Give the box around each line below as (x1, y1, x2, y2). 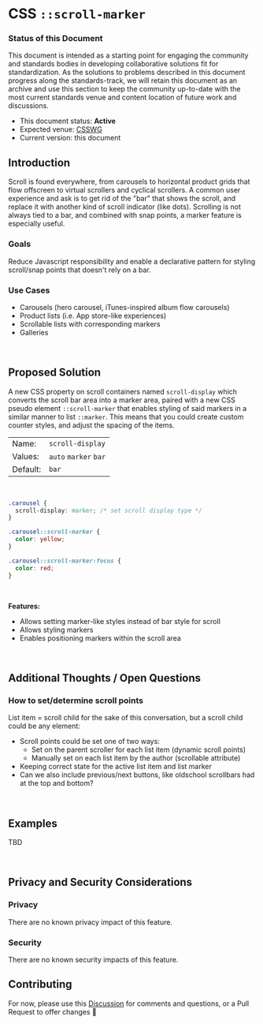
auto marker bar (48, 452, 106, 462)
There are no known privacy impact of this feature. (8, 917, 173, 927)
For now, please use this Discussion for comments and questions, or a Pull (8, 999, 250, 1008)
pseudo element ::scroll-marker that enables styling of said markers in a (8, 403, 247, 413)
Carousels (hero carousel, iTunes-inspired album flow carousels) (19, 302, 230, 312)
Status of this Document (8, 33, 104, 44)
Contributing (8, 977, 72, 991)
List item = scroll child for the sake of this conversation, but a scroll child (8, 713, 243, 723)
